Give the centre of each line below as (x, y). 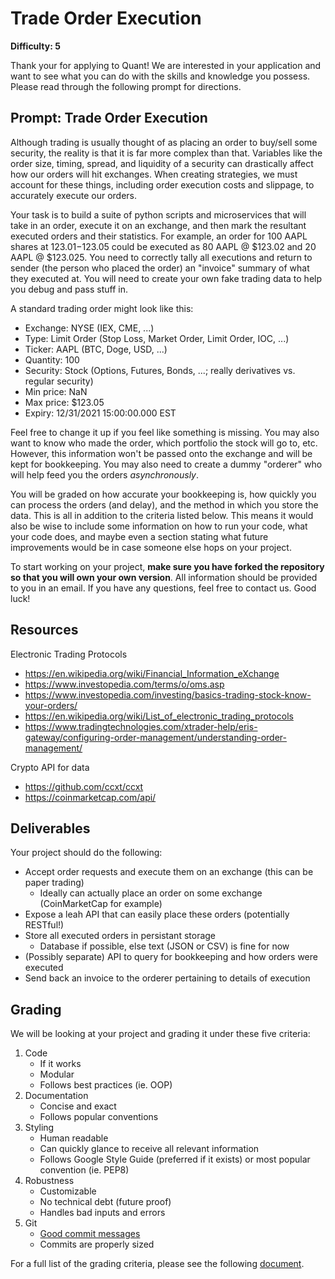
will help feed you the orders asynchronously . (105, 474)
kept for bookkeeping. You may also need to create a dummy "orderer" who (166, 464)
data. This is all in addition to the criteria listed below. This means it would (162, 515)
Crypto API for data (50, 767)
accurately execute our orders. (74, 195)
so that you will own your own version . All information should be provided (164, 577)
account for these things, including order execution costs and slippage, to (162, 184)
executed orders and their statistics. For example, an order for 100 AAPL (159, 236)
